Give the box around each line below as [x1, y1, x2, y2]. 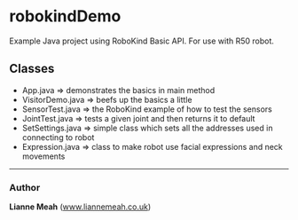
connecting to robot [21, 131, 95, 143]
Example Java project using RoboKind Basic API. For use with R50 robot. [9, 35, 275, 46]
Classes [9, 61, 55, 76]
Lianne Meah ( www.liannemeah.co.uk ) [9, 201, 152, 212]
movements [21, 151, 66, 161]
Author [9, 181, 41, 193]
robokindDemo [9, 6, 122, 27]
